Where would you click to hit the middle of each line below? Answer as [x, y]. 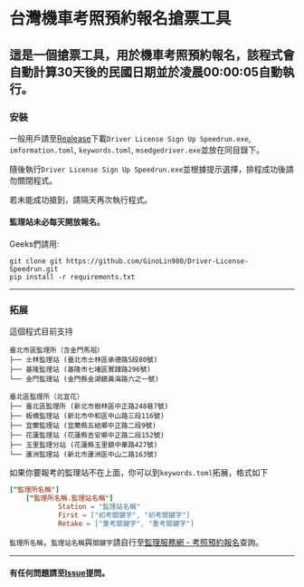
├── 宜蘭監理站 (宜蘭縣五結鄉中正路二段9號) [83, 426]
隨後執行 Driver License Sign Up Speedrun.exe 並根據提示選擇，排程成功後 [148, 169]
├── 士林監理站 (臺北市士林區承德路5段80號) [84, 360]
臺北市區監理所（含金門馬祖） [57, 350]
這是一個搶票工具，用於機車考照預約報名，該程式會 [152, 55]
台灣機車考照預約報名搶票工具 [121, 19]
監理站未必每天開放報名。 [57, 222]
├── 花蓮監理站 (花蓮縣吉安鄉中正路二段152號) [87, 435]
